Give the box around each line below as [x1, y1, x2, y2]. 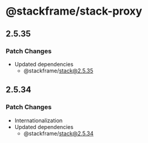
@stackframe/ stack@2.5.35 [23, 67, 93, 74]
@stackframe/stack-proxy [5, 4, 143, 18]
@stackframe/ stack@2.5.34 [23, 130, 94, 137]
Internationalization [14, 117, 63, 124]
